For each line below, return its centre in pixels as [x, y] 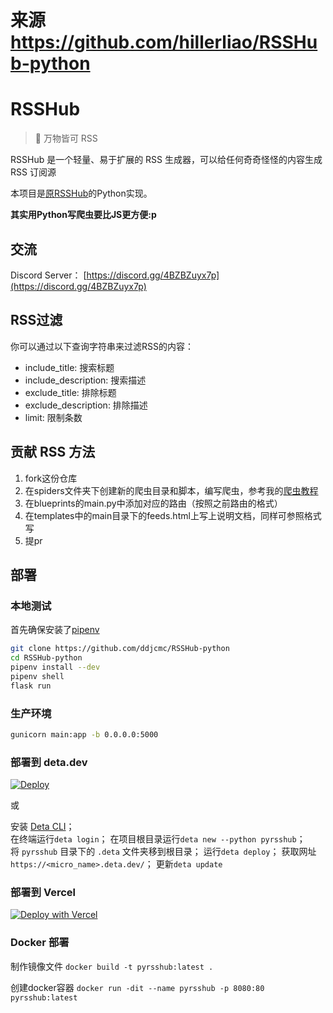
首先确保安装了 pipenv [55, 630]
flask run [31, 686]
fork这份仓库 [51, 478]
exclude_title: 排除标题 [70, 392]
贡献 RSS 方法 [53, 452]
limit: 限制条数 [53, 417]
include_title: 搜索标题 [69, 367]
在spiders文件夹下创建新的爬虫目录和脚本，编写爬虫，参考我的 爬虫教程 [171, 490]
